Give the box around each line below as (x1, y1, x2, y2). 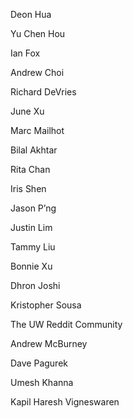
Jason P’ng (10, 202, 57, 214)
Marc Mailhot (10, 125, 65, 136)
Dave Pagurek (10, 357, 69, 369)
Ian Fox (10, 47, 41, 59)
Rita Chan (10, 164, 51, 175)
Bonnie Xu (10, 260, 53, 272)
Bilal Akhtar (10, 144, 58, 156)
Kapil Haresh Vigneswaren (10, 396, 120, 408)
